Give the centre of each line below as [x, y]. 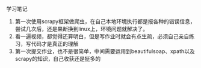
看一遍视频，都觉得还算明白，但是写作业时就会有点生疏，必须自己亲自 [102, 36]
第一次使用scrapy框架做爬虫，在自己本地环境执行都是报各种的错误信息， [105, 21]
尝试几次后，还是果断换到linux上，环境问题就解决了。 [82, 29]
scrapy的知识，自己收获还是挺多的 [58, 59]
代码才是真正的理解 [55, 44]
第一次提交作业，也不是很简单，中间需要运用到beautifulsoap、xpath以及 [105, 51]
